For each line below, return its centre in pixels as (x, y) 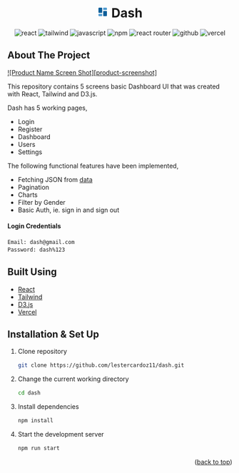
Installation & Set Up (54, 334)
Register (30, 129)
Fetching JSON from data (55, 179)
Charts (27, 195)
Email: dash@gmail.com (41, 242)
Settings (30, 152)
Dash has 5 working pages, (47, 108)
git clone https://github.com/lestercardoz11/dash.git (101, 365)
